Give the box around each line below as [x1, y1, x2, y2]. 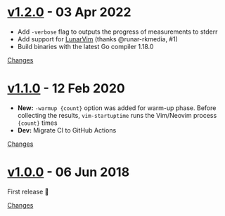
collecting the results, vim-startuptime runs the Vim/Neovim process [17, 111, 217, 119]
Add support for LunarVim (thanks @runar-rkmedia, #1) [17, 34, 178, 43]
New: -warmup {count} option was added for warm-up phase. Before [17, 103, 217, 112]
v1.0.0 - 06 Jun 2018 [7, 164, 130, 180]
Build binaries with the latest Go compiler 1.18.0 [17, 42, 154, 50]
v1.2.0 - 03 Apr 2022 [7, 4, 131, 20]
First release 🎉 [7, 187, 49, 196]
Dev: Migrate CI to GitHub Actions [17, 126, 117, 134]
